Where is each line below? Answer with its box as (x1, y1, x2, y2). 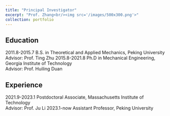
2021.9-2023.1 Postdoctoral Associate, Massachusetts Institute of (5, 94, 144, 100)
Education (5, 36, 39, 44)
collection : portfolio (5, 17, 54, 22)
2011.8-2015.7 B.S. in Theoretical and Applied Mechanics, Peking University (5, 50, 165, 56)
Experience (5, 80, 43, 89)
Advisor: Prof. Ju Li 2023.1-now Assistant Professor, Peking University (5, 105, 154, 111)
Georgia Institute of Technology (5, 60, 72, 66)
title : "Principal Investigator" (5, 7, 77, 13)
